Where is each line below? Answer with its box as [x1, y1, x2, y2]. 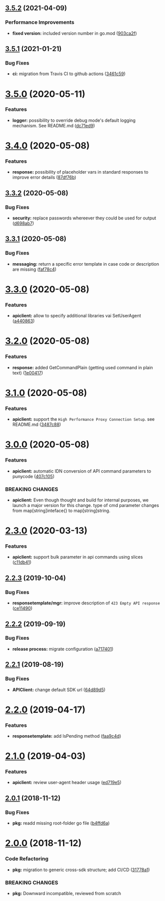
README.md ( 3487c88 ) [12, 421, 61, 427]
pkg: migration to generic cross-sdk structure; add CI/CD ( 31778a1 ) [12, 867, 150, 873]
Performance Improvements [5, 19, 75, 26]
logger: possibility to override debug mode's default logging [12, 117, 136, 123]
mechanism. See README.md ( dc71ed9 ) [12, 122, 95, 128]
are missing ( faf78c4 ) [12, 266, 57, 272]
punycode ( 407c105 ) [12, 473, 55, 479]
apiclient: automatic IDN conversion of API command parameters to [12, 468, 151, 474]
